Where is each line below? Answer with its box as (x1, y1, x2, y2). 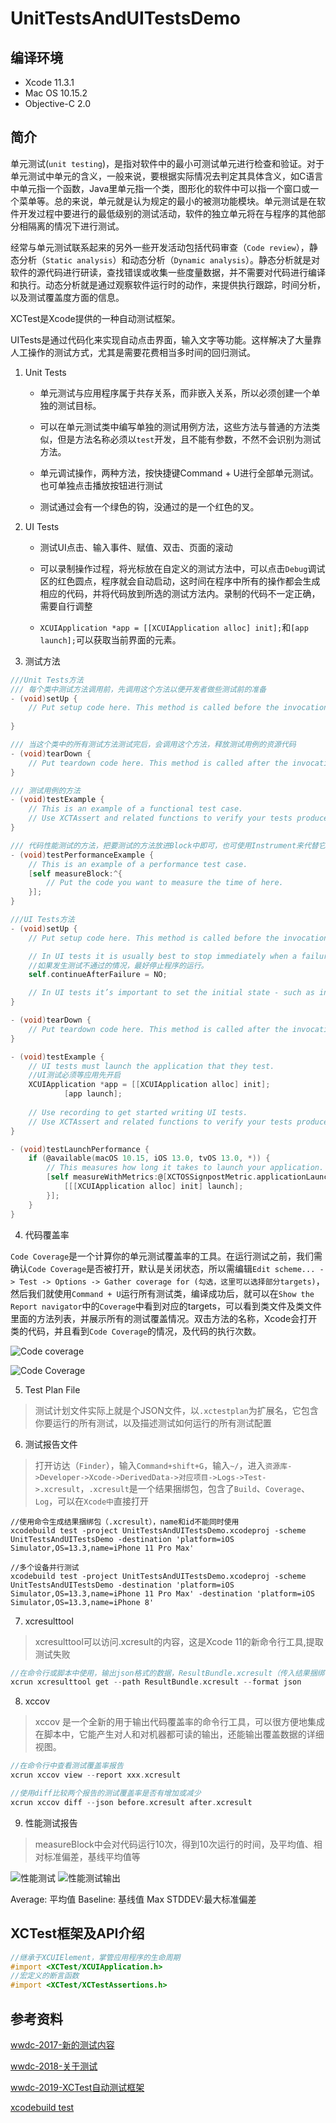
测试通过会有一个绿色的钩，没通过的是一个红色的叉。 (39, 500, 260, 512)
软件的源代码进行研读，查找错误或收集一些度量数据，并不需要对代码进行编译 (10, 266, 326, 278)
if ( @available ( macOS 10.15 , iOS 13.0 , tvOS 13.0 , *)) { (28, 1153, 271, 1164)
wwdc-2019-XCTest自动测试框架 (10, 2081, 145, 2093)
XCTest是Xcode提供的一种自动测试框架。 (10, 312, 181, 324)
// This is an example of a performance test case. (28, 859, 248, 869)
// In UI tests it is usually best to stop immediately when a (28, 951, 298, 961)
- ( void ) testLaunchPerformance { (10, 1144, 150, 1154)
